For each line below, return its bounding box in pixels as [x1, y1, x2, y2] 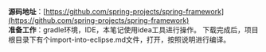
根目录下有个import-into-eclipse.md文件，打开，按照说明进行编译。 [8, 35, 231, 44]
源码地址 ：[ [8, 7, 46, 16]
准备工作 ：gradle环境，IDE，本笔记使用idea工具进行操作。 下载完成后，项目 [8, 25, 259, 34]
